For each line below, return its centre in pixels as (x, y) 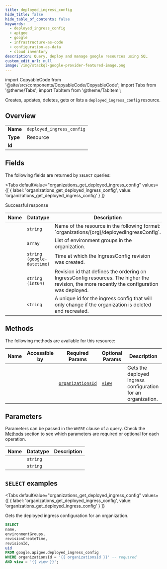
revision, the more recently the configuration (106, 284)
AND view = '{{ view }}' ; (32, 562)
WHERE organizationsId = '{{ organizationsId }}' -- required (71, 558)
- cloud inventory (29, 51)
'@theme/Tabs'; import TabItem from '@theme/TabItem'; (63, 90)
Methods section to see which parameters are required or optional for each (82, 434)
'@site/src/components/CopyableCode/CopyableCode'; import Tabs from (81, 85)
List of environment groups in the (93, 240)
